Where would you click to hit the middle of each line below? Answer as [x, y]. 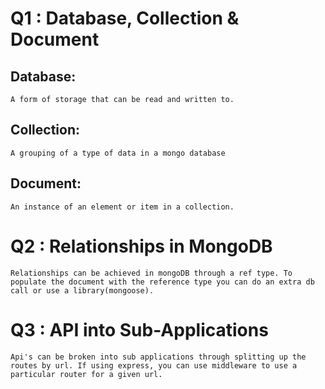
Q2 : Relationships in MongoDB [141, 246]
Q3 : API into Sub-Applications [139, 329]
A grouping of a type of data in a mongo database [118, 153]
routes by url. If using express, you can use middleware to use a [154, 365]
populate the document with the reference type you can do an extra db [162, 282]
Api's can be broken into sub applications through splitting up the [158, 357]
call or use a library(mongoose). [82, 290]
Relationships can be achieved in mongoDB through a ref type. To [151, 273]
